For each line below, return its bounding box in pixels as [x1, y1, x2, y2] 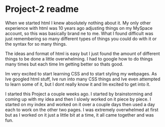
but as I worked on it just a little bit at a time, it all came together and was [5, 112, 154, 118]
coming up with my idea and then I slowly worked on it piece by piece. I [5, 96, 151, 102]
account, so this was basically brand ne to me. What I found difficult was [5, 30, 154, 36]
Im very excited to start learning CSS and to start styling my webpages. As [5, 70, 157, 76]
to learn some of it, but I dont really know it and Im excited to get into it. [5, 81, 151, 87]
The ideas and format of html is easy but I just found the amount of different [5, 51, 160, 57]
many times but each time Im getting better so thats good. [5, 61, 124, 67]
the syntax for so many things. [5, 41, 67, 47]
